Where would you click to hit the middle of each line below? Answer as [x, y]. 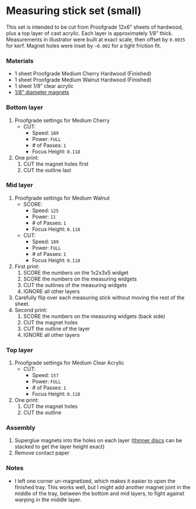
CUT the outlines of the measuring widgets [75, 285]
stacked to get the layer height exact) [59, 447]
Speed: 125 [45, 210]
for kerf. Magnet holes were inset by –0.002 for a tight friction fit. [84, 46]
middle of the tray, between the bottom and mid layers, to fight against [99, 493]
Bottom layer [25, 108]
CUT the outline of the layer [57, 329]
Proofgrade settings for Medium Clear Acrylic [69, 363]
